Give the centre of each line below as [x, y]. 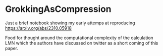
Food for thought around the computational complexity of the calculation [79, 38]
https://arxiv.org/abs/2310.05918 [38, 28]
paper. [12, 48]
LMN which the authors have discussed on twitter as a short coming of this [82, 43]
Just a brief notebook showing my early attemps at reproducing [70, 23]
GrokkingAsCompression [58, 9]
